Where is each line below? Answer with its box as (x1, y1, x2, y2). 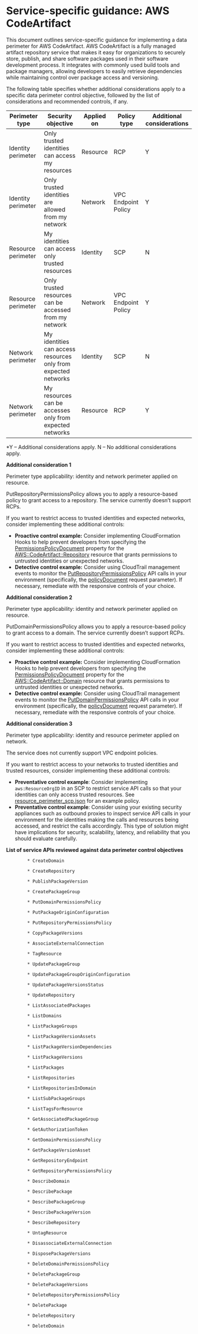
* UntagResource (27, 1230, 67, 1236)
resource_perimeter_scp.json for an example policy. (14, 797, 140, 804)
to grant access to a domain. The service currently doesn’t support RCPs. (6, 629, 184, 636)
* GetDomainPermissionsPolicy (27, 1137, 101, 1143)
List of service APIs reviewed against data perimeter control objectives (6, 846, 184, 853)
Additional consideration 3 (6, 720, 72, 727)
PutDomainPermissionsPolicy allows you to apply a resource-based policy (6, 623, 186, 630)
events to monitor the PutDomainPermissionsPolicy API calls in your (14, 696, 180, 703)
